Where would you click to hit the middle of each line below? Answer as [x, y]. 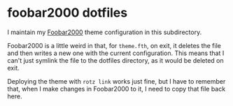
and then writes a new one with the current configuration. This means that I [116, 53]
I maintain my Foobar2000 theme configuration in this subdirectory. [105, 32]
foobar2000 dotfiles [68, 13]
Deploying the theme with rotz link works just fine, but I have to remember [116, 81]
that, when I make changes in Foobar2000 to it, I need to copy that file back [116, 89]
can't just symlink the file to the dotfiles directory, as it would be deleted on [115, 60]
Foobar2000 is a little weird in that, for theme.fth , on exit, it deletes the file [114, 45]
